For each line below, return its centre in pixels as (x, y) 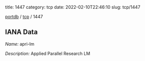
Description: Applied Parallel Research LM (48, 53)
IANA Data (21, 32)
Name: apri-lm (20, 44)
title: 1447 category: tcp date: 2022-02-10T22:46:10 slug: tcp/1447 (73, 7)
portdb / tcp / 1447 (24, 16)
